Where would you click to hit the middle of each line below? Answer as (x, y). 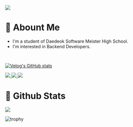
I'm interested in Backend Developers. (51, 46)
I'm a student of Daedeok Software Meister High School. (70, 41)
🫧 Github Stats (35, 96)
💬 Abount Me (33, 28)
